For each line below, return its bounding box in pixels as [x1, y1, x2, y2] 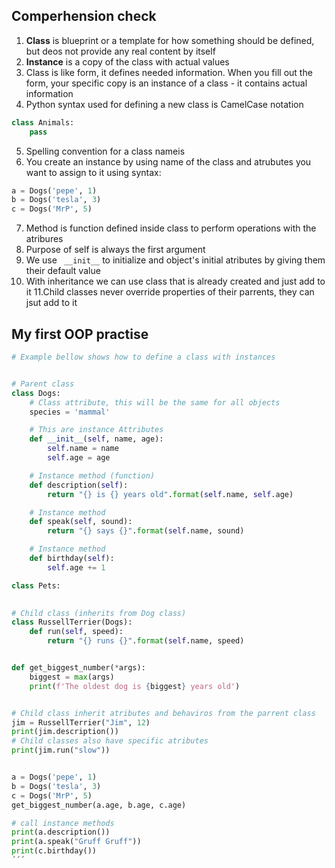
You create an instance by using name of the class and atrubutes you [25, 155, 312, 168]
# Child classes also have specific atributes [11, 736, 209, 746]
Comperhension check [11, 8, 157, 25]
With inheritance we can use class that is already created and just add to [25, 275, 326, 288]
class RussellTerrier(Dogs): [11, 617, 133, 628]
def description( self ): [29, 480, 129, 490]
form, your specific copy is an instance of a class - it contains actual [25, 77, 308, 89]
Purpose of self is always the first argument [25, 244, 206, 256]
